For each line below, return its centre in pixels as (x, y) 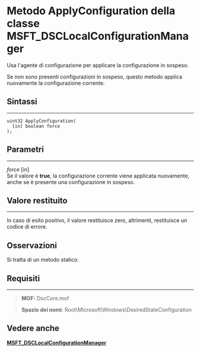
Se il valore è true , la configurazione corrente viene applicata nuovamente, (98, 176)
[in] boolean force (36, 126)
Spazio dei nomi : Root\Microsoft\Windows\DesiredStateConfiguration (107, 310)
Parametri (25, 150)
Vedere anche (33, 329)
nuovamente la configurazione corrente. (56, 83)
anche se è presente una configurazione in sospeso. (71, 182)
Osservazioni (32, 245)
